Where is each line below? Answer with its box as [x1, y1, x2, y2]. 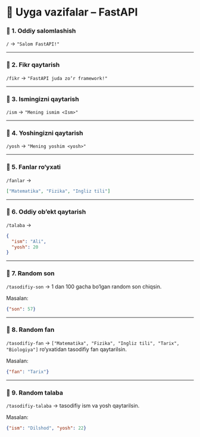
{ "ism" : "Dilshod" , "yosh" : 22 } [6, 425, 86, 431]
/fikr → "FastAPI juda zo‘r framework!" [6, 74, 108, 81]
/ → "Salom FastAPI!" [6, 40, 60, 47]
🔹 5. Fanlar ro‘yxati [6, 163, 61, 171]
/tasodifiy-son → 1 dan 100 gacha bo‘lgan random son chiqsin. [6, 283, 162, 290]
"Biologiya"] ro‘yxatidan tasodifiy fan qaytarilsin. [6, 346, 127, 353]
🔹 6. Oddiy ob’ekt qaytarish [6, 208, 86, 216]
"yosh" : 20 [11, 244, 39, 250]
